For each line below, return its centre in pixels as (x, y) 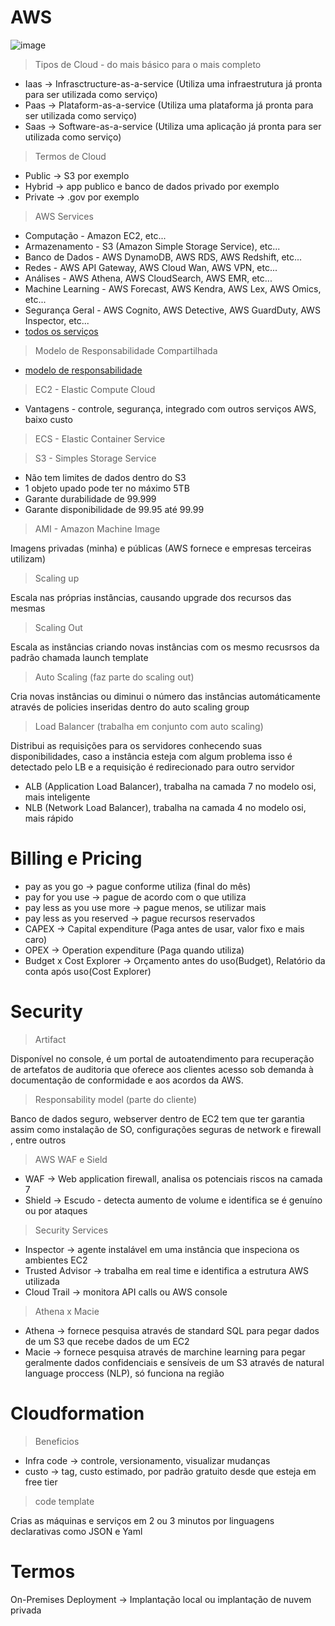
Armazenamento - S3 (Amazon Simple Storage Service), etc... (152, 246)
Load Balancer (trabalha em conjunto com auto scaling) (149, 726)
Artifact (50, 1039)
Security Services (71, 1230)
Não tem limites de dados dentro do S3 (105, 477)
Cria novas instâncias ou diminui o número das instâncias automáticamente (165, 696)
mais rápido (49, 818)
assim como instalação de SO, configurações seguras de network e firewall (166, 1129)
